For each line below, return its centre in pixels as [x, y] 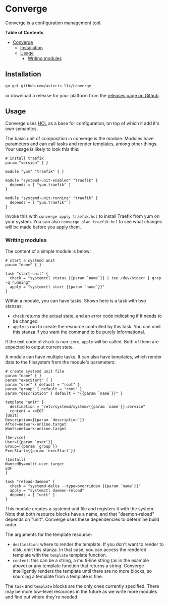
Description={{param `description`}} [45, 420]
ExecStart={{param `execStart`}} [40, 451]
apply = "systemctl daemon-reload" [47, 490]
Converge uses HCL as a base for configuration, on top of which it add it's [82, 124]
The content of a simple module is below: [48, 251]
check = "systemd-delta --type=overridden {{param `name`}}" [75, 486]
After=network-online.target [36, 424]
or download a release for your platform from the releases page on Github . [83, 95]
